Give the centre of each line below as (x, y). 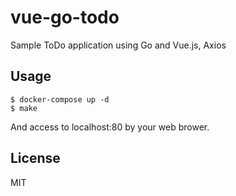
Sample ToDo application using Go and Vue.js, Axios (118, 45)
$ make (24, 108)
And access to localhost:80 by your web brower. (110, 127)
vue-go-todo (65, 17)
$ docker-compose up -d (60, 99)
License (35, 158)
